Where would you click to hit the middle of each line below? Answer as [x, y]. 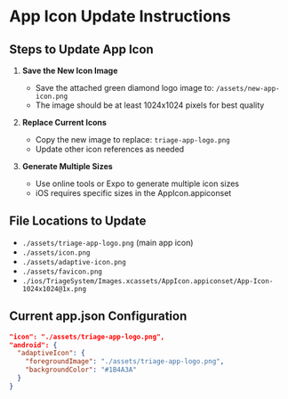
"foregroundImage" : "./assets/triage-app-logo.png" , [125, 362]
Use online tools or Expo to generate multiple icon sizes [137, 183]
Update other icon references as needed [110, 149]
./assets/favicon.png [62, 272]
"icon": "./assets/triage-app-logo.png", [87, 337]
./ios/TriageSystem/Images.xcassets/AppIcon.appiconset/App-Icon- [148, 281]
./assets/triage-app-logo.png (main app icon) [108, 242]
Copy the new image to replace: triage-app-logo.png [133, 139]
